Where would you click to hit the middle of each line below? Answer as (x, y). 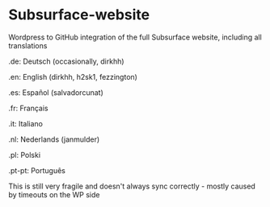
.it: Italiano (25, 123)
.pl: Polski (25, 155)
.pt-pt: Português (37, 170)
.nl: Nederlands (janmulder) (54, 139)
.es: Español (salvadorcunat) (56, 92)
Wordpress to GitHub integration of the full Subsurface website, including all (135, 37)
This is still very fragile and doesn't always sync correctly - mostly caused (132, 186)
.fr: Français (28, 108)
